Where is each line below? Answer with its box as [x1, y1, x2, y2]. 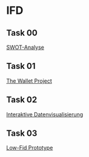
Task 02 [6, 95, 38, 105]
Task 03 [6, 128, 38, 139]
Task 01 [6, 61, 36, 71]
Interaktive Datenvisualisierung [6, 111, 84, 118]
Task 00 [6, 28, 38, 38]
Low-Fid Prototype [6, 144, 53, 152]
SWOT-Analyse [6, 43, 44, 51]
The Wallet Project [6, 77, 53, 85]
